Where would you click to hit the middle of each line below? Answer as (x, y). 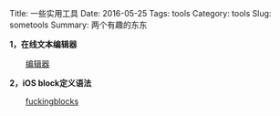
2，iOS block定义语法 (51, 83)
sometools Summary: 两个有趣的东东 (78, 25)
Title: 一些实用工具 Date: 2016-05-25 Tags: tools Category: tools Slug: (140, 13)
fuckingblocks (52, 101)
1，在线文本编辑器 (43, 44)
